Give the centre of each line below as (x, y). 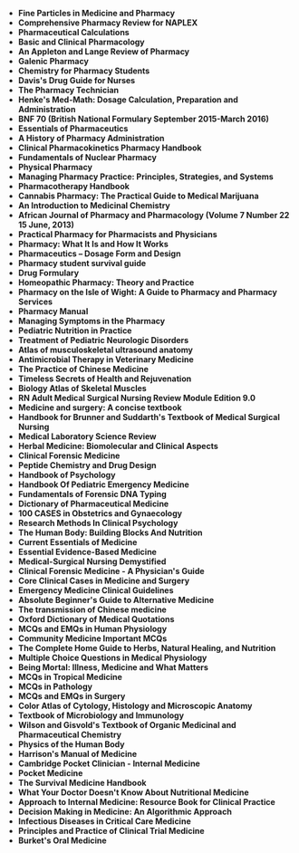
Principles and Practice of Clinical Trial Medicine (111, 831)
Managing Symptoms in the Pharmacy (92, 321)
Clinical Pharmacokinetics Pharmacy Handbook (110, 148)
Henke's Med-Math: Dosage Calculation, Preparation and (128, 100)
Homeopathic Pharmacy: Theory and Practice (106, 283)
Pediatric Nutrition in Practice (75, 331)
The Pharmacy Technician (68, 90)
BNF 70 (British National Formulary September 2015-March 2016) (144, 119)
